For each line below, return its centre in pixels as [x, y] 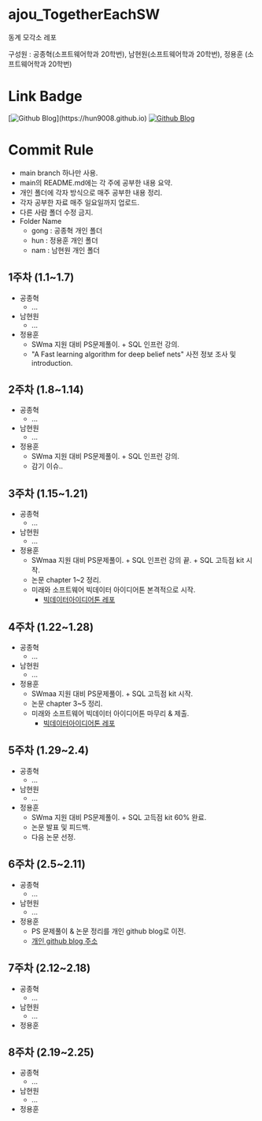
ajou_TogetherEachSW [84, 15]
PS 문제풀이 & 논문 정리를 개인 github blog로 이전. [109, 931]
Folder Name [41, 221]
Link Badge [45, 97]
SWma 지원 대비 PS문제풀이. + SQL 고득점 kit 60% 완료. [119, 817]
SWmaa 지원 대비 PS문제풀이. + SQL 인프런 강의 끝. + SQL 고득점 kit [138, 560]
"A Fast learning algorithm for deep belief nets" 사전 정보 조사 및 [134, 354]
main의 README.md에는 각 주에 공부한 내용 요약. [96, 182]
